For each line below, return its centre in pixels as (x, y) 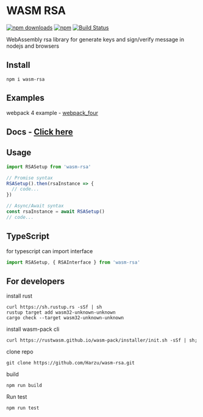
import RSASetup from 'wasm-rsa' (49, 167)
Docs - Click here (40, 132)
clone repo (20, 352)
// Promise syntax (30, 178)
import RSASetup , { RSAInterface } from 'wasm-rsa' (73, 262)
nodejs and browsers (33, 46)
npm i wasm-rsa (26, 79)
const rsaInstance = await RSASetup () (55, 212)
